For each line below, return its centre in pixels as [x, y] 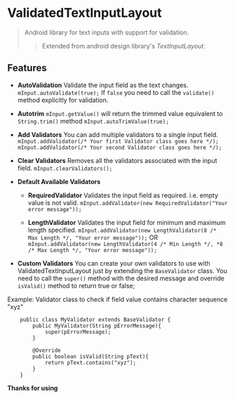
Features [27, 68]
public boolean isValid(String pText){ [91, 356]
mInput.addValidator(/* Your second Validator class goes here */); [120, 148]
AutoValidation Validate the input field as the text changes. [103, 85]
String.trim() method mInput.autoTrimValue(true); [93, 121]
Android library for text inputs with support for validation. [107, 32]
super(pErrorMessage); [78, 332]
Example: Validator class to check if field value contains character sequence [117, 299]
